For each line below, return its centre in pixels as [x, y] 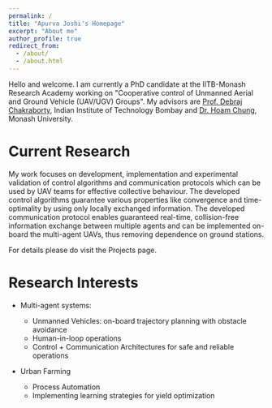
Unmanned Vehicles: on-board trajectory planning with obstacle [139, 320]
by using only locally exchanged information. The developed [144, 208]
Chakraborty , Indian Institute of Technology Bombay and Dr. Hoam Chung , [133, 110]
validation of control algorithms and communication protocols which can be [135, 183]
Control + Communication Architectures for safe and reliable [133, 346]
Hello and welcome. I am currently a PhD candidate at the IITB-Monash [127, 84]
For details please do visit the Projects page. [82, 250]
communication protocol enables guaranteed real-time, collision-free [124, 217]
